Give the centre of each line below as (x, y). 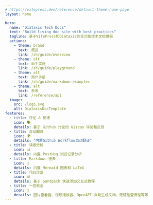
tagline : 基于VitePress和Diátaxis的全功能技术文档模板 (61, 37)
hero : (10, 23)
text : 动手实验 (32, 64)
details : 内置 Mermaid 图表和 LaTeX (49, 168)
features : (15, 113)
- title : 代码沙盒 (26, 172)
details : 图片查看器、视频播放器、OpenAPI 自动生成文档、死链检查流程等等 (81, 195)
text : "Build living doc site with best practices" (63, 32)
